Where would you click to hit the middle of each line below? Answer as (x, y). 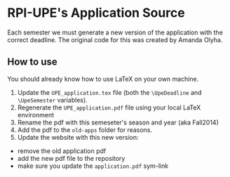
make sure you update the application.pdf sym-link (93, 166)
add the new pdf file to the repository (71, 158)
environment (36, 114)
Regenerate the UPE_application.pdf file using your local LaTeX (109, 107)
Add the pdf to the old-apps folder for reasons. (85, 130)
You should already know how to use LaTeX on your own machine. (103, 79)
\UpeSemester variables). (52, 100)
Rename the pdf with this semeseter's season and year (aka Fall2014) (118, 122)
